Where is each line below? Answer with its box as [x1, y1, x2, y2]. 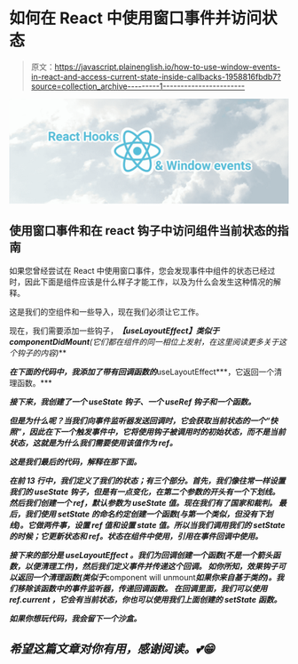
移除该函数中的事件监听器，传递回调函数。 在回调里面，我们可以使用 [16, 583, 268, 594]
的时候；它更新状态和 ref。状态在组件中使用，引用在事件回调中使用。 [9, 531, 263, 541]
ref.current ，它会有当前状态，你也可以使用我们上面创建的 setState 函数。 [9, 594, 282, 604]
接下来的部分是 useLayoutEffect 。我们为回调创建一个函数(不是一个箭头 [9, 549, 273, 560]
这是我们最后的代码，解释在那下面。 [9, 456, 142, 467]
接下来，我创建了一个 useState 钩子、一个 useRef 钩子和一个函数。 [9, 396, 256, 407]
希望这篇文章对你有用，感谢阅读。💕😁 [9, 642, 216, 657]
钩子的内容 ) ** [16, 348, 67, 358]
